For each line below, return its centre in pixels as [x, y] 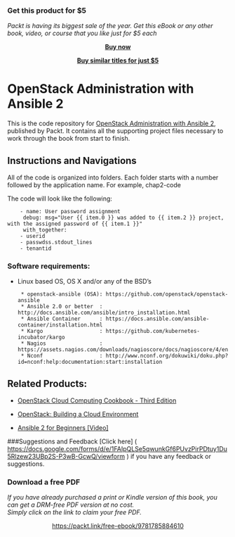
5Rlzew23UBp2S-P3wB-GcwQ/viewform [66, 457]
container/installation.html [60, 325]
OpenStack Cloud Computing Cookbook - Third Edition [97, 400]
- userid [33, 236]
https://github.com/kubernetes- [153, 331]
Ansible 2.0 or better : [65, 307]
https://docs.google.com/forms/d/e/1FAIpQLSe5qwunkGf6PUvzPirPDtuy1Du [117, 449]
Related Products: [47, 383]
